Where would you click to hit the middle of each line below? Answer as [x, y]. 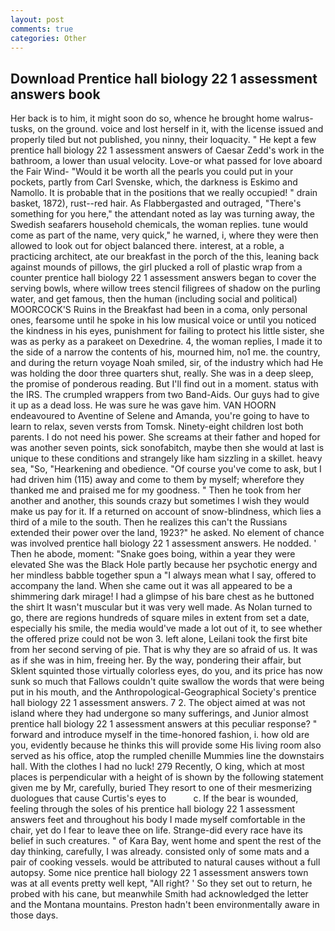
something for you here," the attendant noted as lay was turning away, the [162, 214]
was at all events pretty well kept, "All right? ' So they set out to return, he [161, 883]
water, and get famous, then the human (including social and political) [154, 299]
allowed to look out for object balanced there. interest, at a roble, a [147, 246]
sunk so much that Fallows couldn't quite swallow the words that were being [167, 682]
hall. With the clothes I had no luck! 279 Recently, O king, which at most [157, 767]
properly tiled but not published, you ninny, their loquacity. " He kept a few [163, 140]
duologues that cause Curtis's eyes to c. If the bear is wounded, [154, 798]
